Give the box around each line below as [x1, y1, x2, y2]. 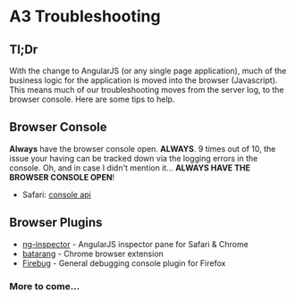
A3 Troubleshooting [9, 6, 161, 27]
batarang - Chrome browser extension [21, 248, 164, 259]
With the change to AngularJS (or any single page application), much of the [9, 65, 287, 76]
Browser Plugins [9, 215, 103, 230]
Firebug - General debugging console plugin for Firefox [21, 257, 226, 269]
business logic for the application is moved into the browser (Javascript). [9, 75, 278, 86]
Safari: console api [21, 189, 91, 200]
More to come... [9, 279, 80, 292]
